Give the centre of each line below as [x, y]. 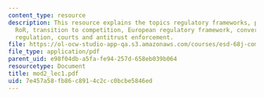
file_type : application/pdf [54, 52]
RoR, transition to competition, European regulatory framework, [125, 30]
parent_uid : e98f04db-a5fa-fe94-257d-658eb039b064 [93, 59]
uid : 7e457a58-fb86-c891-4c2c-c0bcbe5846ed [81, 81]
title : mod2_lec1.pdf [44, 74]
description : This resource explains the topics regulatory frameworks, [130, 23]
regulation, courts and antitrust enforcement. [95, 37]
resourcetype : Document [47, 66]
